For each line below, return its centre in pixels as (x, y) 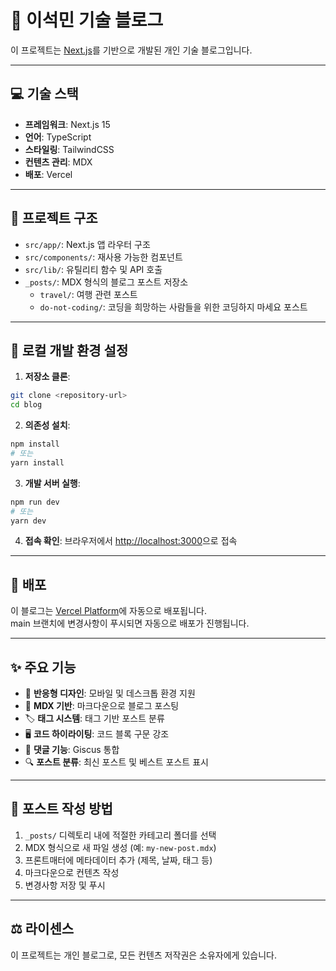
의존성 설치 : (47, 425)
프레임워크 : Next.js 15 (67, 124)
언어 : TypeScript (58, 137)
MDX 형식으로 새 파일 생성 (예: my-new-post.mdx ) (120, 847)
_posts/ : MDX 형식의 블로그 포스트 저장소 (106, 282)
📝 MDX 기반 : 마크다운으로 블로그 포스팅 (102, 705)
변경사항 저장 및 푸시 (65, 885)
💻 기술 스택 (44, 94)
